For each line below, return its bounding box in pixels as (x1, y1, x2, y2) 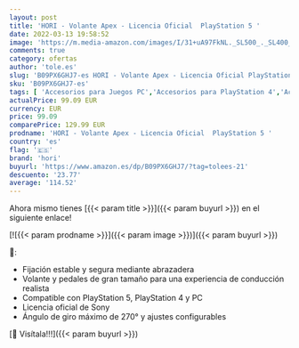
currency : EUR (9, 104, 62, 113)
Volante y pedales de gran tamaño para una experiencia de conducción (21, 273, 285, 285)
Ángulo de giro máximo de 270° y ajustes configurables (21, 312, 227, 322)
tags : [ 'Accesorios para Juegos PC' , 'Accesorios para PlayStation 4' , (9, 87, 280, 96)
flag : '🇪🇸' (9, 145, 53, 154)
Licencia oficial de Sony (21, 302, 110, 312)
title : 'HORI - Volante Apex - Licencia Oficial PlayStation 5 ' (9, 21, 261, 30)
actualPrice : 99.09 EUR (9, 95, 98, 105)
